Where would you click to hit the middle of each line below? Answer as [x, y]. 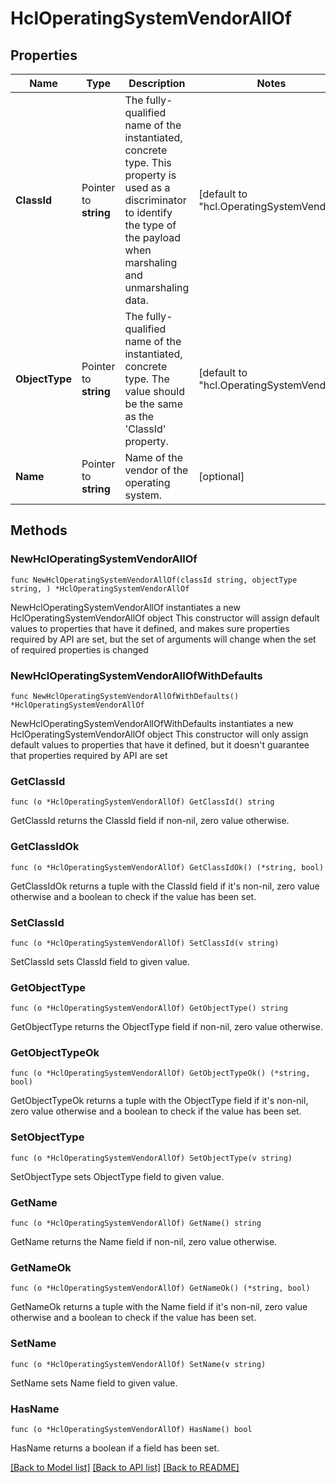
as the [139, 416]
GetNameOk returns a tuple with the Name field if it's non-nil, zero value [159, 1307]
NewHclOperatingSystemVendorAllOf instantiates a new [125, 607]
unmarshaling [157, 287]
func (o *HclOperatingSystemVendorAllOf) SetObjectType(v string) [151, 1158]
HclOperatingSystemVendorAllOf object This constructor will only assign [159, 734]
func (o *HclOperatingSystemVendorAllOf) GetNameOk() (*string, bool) [160, 1288]
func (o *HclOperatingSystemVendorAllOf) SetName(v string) [138, 1364]
